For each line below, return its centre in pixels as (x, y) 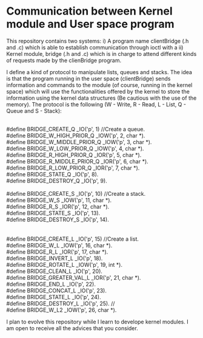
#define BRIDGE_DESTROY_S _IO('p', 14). (58, 219)
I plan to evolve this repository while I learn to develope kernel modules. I (98, 322)
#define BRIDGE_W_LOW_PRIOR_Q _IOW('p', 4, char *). (75, 148)
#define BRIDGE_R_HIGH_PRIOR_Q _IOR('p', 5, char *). (74, 155)
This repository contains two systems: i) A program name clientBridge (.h (98, 41)
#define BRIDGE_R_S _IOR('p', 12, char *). (58, 206)
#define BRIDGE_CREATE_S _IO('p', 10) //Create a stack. (76, 193)
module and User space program (90, 24)
